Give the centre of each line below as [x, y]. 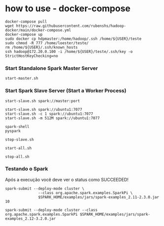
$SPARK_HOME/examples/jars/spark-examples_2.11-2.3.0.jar [99, 197]
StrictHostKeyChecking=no [31, 56]
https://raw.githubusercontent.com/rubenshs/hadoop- [71, 26]
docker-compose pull [26, 22]
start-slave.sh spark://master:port [42, 101]
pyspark [13, 131]
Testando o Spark [27, 169]
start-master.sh [22, 78]
